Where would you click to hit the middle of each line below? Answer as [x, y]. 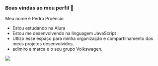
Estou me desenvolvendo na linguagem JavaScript [64, 33]
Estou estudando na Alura [39, 28]
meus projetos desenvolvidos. [43, 44]
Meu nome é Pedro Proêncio [34, 19]
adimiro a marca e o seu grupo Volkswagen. [57, 49]
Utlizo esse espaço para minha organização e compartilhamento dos [83, 38]
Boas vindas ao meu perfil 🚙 [39, 8]
